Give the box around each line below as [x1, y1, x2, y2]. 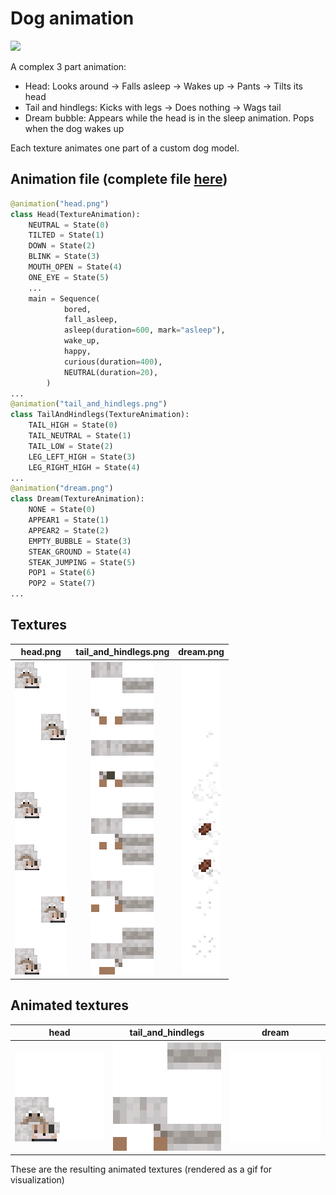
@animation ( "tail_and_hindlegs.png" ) [10, 399, 168, 409]
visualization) [10, 1174, 65, 1186]
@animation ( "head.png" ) [10, 198, 110, 209]
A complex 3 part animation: [10, 60, 127, 72]
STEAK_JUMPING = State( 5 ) [28, 557, 137, 567]
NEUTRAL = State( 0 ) [28, 220, 110, 230]
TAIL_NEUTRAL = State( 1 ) [28, 431, 132, 441]
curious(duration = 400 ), [63, 357, 163, 367]
